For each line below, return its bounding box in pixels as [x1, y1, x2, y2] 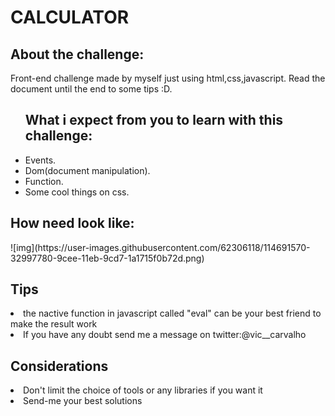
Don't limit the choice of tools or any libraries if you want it [23, 384, 263, 396]
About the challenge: [10, 46, 145, 63]
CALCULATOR [10, 6, 130, 29]
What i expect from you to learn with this [24, 112, 284, 129]
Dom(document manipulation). [24, 164, 151, 176]
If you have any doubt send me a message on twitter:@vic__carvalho [23, 329, 307, 341]
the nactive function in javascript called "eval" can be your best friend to [23, 307, 322, 320]
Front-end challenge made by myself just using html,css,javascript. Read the [10, 72, 326, 84]
